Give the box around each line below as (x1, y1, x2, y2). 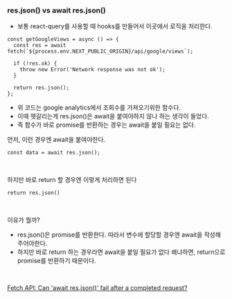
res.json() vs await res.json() (7, 6, 106, 15)
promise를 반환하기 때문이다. (17, 257, 96, 265)
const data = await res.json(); (7, 149, 100, 156)
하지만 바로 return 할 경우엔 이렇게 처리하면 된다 (7, 176, 137, 184)
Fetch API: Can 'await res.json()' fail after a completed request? (7, 284, 188, 292)
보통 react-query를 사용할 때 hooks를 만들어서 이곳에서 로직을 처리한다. (17, 22, 213, 30)
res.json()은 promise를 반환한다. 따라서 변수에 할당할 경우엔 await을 (17, 230, 203, 239)
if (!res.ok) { (13, 60, 57, 67)
